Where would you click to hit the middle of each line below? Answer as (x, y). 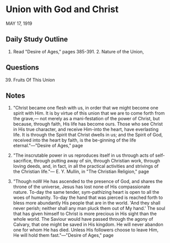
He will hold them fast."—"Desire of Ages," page (63, 235)
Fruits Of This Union (34, 80)
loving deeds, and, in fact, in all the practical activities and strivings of (86, 166)
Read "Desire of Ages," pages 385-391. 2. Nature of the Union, (78, 51)
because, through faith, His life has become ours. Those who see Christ (88, 124)
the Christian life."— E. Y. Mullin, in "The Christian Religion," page (81, 171)
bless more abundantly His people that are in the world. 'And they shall (87, 203)
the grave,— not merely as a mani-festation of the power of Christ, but (86, 119)
